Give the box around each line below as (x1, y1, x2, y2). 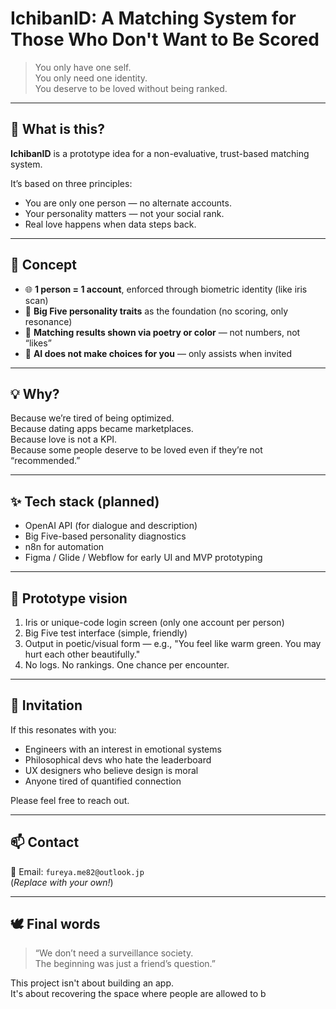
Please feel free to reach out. (10, 794, 130, 806)
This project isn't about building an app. (10, 977, 174, 989)
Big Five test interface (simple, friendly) (24, 627, 188, 639)
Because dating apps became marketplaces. (10, 423, 194, 435)
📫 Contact (10, 834, 80, 851)
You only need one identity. (34, 72, 148, 84)
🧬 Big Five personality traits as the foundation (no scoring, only (24, 305, 289, 317)
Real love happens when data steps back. (24, 218, 197, 230)
